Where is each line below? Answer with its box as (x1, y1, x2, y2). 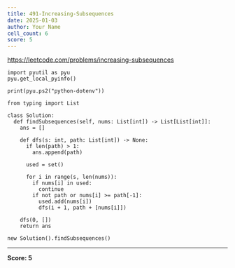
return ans (20, 222, 52, 230)
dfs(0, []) (20, 217, 52, 224)
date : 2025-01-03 (7, 17, 58, 24)
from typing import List (7, 100, 80, 107)
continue (38, 186, 64, 193)
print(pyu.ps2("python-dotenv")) (7, 88, 105, 95)
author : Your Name (7, 23, 61, 30)
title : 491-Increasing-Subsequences (7, 10, 114, 18)
